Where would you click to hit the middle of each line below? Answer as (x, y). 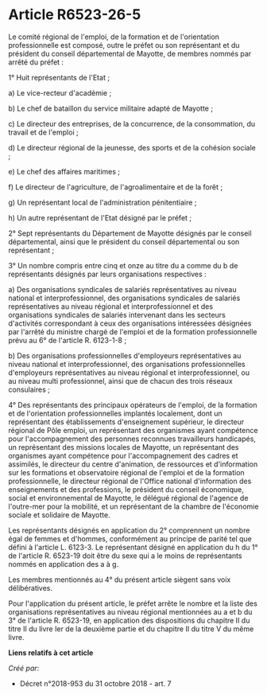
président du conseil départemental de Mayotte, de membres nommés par (130, 53)
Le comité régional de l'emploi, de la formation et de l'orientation (114, 37)
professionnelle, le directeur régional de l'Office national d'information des (130, 481)
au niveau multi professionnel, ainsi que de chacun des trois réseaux (120, 381)
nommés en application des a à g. (64, 564)
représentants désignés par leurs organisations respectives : (107, 274)
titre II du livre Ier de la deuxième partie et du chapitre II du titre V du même (131, 629)
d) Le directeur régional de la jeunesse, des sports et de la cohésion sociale (132, 147)
